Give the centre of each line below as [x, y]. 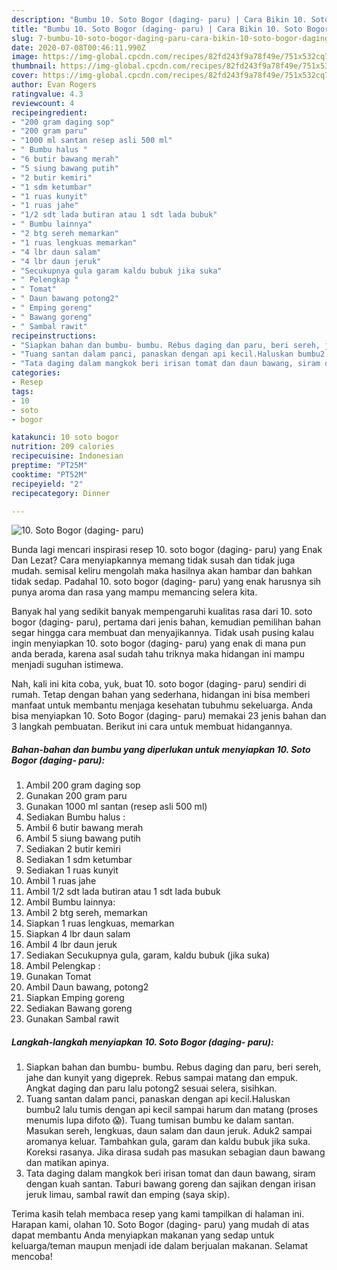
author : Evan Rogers [54, 85]
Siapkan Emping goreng [75, 998]
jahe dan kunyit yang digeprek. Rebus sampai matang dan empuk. [162, 1078]
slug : [22, 38]
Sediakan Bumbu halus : [75, 817]
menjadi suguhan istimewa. [67, 665]
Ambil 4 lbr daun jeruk [71, 945]
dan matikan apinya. [67, 1163]
